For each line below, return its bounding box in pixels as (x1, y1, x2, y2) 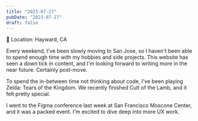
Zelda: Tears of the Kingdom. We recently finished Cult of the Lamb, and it (6, 84, 187, 91)
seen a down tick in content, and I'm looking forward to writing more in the (6, 60, 187, 67)
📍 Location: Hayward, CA (6, 36, 67, 43)
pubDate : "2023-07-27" (6, 14, 62, 20)
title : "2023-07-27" (6, 8, 57, 15)
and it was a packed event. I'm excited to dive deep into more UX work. (6, 108, 180, 116)
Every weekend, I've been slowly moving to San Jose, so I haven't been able (6, 47, 193, 55)
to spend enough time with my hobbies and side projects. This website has (6, 54, 189, 61)
